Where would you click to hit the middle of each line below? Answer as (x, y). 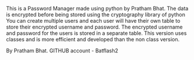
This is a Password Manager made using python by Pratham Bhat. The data (97, 8)
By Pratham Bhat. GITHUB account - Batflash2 (62, 51)
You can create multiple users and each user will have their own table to (93, 21)
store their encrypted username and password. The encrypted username (95, 27)
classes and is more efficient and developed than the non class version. (93, 39)
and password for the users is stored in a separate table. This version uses (96, 33)
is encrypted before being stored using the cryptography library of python (96, 15)
